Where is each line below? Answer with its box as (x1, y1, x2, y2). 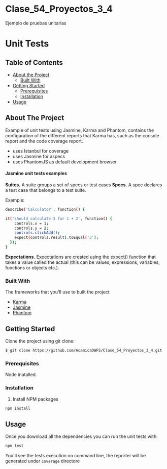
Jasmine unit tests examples (5, 170, 67, 177)
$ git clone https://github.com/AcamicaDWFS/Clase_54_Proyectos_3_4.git (5, 348, 162, 353)
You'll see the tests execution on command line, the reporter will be (5, 453, 146, 459)
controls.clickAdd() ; (14, 230, 60, 235)
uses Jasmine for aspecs (12, 153, 65, 159)
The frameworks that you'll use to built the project (5, 289, 110, 295)
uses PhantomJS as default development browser (12, 159, 117, 165)
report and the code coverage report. (5, 138, 83, 144)
